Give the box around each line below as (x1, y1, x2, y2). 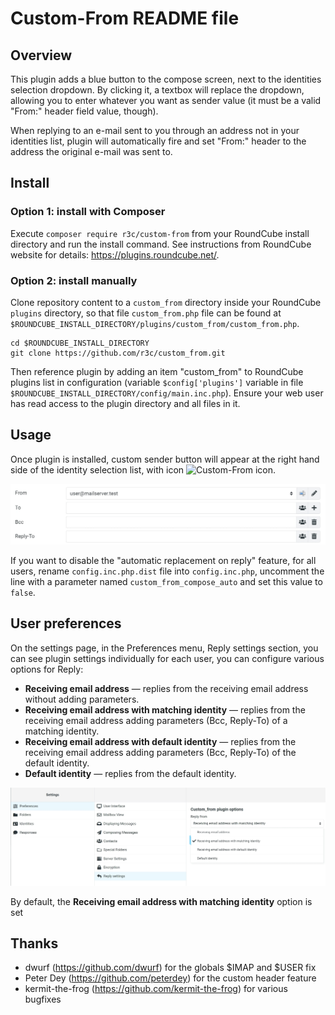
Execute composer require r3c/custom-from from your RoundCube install (10, 227, 310, 239)
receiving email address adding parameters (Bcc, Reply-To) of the (24, 746, 297, 758)
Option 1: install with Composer (10, 205, 166, 219)
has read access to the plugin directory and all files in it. (10, 397, 241, 409)
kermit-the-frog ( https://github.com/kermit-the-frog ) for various (24, 983, 288, 995)
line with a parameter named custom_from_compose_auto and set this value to (10, 575, 323, 587)
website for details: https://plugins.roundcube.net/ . (10, 248, 220, 261)
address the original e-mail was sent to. (10, 146, 173, 157)
